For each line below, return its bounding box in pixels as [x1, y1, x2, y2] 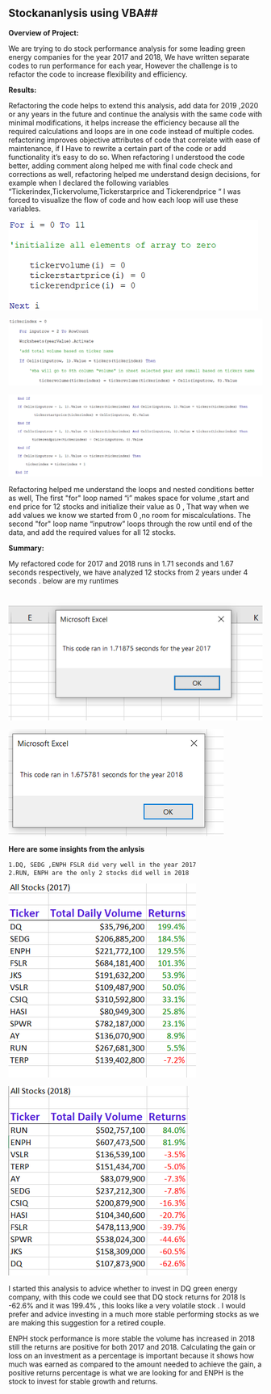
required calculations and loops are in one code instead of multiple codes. [8, 126, 255, 136]
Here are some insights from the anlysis [8, 844, 145, 853]
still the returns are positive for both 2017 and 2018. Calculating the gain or [8, 1341, 256, 1352]
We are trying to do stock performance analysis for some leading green [8, 44, 246, 53]
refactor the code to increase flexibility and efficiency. [8, 69, 188, 79]
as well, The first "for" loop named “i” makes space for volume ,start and [8, 493, 250, 503]
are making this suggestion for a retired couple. [8, 1317, 166, 1328]
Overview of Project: [8, 27, 79, 37]
